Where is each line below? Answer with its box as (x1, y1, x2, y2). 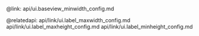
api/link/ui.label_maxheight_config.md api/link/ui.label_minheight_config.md (6, 23, 193, 30)
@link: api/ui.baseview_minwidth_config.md (6, 5, 114, 12)
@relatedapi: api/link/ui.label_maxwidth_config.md (6, 17, 131, 23)
